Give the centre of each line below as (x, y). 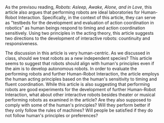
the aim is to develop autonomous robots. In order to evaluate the (71, 69)
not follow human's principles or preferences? (52, 115)
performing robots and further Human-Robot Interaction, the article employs (82, 74)
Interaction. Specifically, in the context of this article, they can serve (87, 17)
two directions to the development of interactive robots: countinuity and (78, 38)
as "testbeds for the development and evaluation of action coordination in (80, 23)
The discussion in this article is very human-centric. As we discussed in (78, 53)
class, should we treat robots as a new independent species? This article (79, 58)
